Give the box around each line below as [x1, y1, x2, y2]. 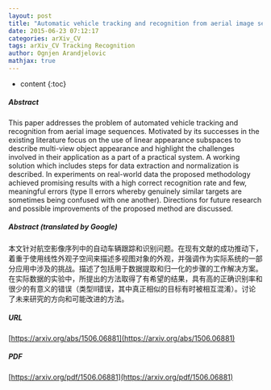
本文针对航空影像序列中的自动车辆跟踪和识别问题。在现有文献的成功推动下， [8, 243, 263, 253]
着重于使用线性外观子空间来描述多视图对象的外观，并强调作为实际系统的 [8, 254, 248, 263]
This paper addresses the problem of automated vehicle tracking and [8, 118, 239, 128]
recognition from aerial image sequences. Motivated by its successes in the [8, 126, 260, 136]
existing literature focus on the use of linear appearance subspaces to [8, 135, 241, 145]
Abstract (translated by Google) [8, 222, 119, 232]
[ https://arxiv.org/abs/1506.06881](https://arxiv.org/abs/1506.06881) [8, 333, 236, 343]
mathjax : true [8, 57, 56, 65]
